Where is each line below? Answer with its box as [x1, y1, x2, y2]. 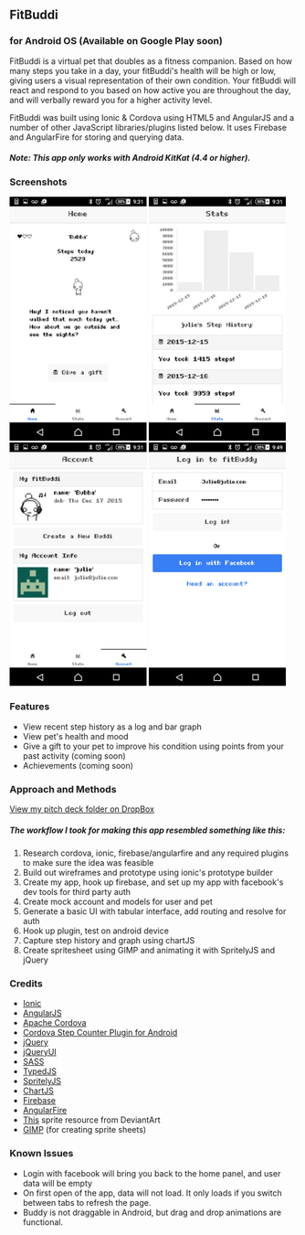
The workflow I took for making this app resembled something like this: [9, 825, 286, 836]
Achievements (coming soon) [22, 760, 134, 771]
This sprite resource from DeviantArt [22, 1114, 162, 1125]
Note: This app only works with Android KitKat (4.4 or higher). [9, 153, 251, 164]
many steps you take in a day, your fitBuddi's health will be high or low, [9, 65, 277, 76]
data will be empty [22, 1177, 93, 1188]
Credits [9, 977, 43, 990]
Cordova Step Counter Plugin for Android [22, 1027, 178, 1038]
